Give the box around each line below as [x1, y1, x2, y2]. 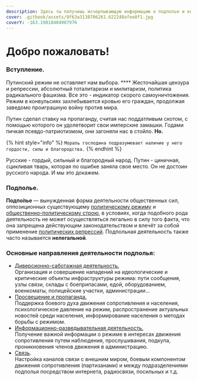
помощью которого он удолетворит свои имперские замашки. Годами [6, 121, 184, 128]
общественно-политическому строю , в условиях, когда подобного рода [6, 209, 188, 217]
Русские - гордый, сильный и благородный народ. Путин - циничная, [6, 157, 180, 164]
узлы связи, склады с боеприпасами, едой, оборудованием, [14, 281, 167, 288]
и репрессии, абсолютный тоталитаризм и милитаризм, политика [6, 85, 172, 92]
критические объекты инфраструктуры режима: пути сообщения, [14, 275, 181, 282]
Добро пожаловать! [6, 45, 110, 58]
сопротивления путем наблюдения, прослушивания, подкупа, [14, 337, 171, 344]
